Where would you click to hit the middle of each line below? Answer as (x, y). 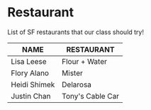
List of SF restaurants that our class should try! (75, 32)
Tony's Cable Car (90, 96)
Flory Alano (30, 73)
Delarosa (77, 84)
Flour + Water (84, 61)
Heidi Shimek (33, 84)
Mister (72, 73)
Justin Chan (31, 96)
